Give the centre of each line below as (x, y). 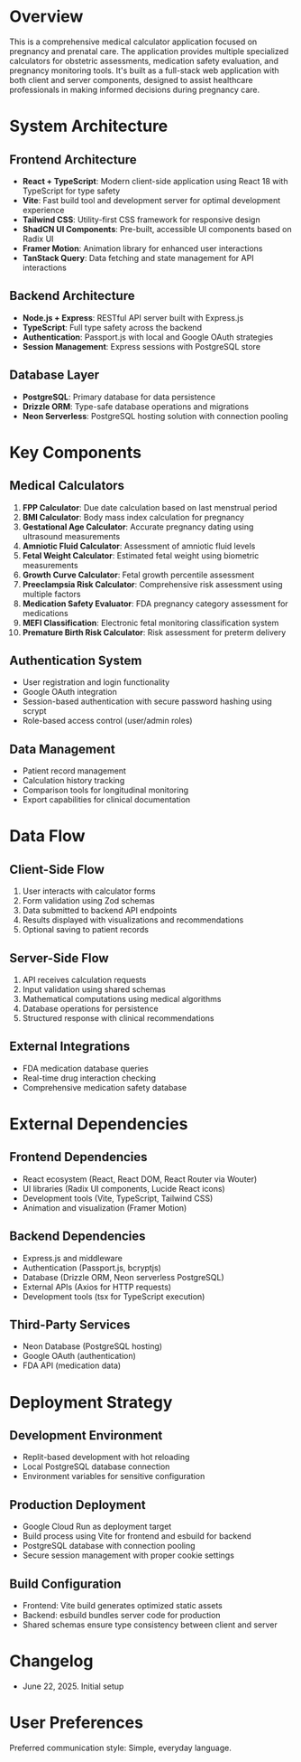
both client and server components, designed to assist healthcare (132, 80)
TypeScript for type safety (71, 191)
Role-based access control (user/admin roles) (107, 721)
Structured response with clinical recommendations (118, 1018)
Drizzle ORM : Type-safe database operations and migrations (136, 406)
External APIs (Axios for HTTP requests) (97, 1287)
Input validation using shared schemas (94, 989)
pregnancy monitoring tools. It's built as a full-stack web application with (144, 70)
